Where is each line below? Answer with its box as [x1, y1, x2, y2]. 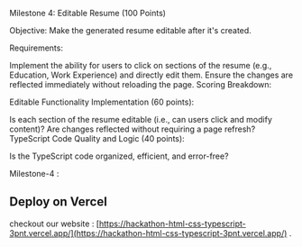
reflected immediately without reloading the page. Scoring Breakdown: [9, 79, 272, 89]
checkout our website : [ [9, 218, 100, 229]
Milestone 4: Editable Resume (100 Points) [9, 8, 167, 18]
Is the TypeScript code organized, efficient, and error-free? [9, 151, 229, 161]
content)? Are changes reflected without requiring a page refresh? [9, 123, 256, 134]
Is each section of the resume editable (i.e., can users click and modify [9, 114, 273, 124]
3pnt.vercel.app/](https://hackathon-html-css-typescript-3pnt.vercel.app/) [9, 227, 288, 238]
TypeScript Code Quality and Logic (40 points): [9, 133, 185, 143]
